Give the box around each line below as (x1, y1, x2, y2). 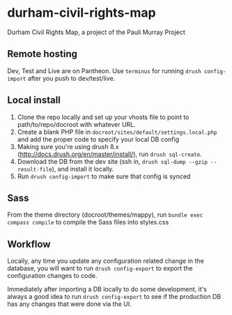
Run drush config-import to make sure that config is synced (17, 172, 191, 180)
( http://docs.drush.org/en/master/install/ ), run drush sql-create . (17, 150, 202, 158)
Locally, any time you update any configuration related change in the (7, 256, 204, 266)
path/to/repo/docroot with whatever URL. (17, 120, 136, 128)
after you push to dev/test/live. (27, 74, 116, 82)
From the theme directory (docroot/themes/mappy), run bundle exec (7, 210, 203, 219)
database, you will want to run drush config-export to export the (7, 264, 193, 272)
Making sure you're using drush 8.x (17, 142, 120, 151)
